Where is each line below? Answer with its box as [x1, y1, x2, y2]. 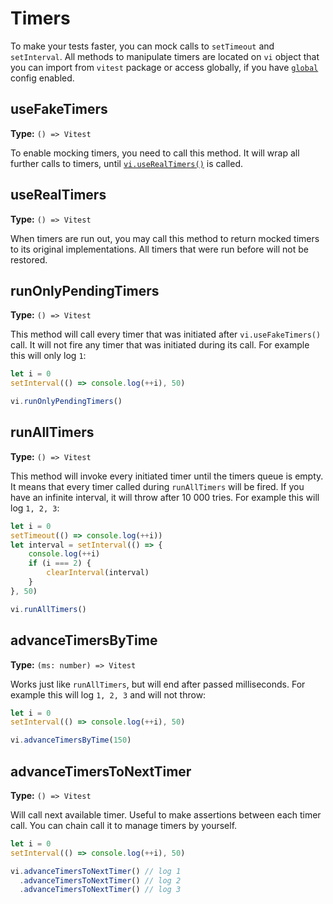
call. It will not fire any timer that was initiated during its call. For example [10, 339, 310, 351]
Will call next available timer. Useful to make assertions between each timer [10, 808, 322, 821]
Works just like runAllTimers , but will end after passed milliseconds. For [10, 678, 306, 690]
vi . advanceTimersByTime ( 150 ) [10, 735, 132, 746]
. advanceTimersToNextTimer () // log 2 [19, 875, 182, 886]
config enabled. [10, 72, 75, 84]
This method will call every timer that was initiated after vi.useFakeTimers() [10, 328, 322, 341]
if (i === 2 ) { [28, 558, 92, 569]
